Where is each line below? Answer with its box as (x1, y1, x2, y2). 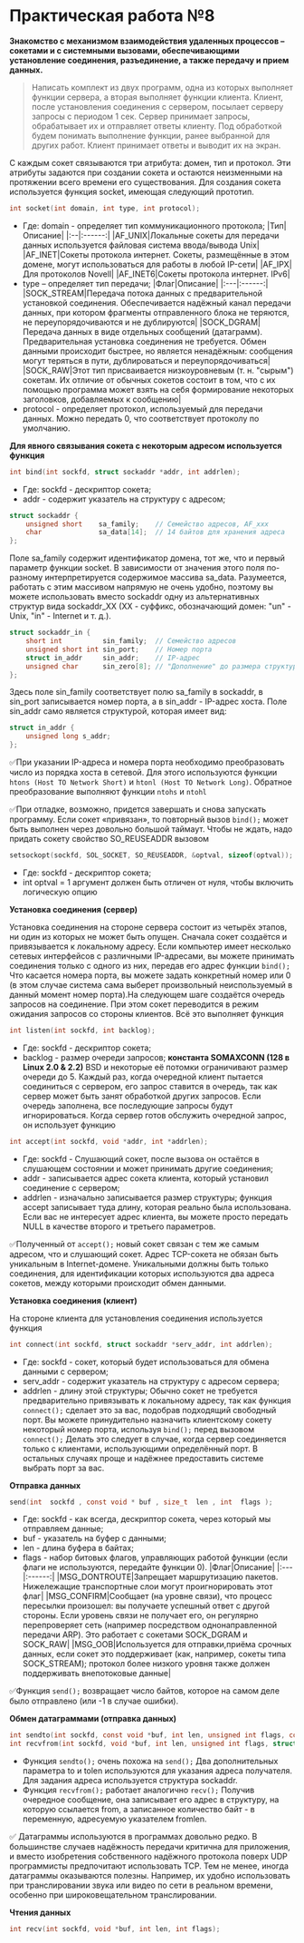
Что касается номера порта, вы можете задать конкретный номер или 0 (9, 970, 291, 981)
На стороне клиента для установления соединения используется (9, 1313, 263, 1323)
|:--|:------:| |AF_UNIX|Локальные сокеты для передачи (66, 229, 280, 240)
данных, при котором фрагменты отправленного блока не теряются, (22, 307, 290, 317)
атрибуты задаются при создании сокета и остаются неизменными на (9, 167, 283, 178)
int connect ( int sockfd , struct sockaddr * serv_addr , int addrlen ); (9, 1340, 273, 1349)
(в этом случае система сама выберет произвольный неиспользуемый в (9, 979, 293, 990)
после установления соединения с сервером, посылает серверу (31, 101, 284, 112)
